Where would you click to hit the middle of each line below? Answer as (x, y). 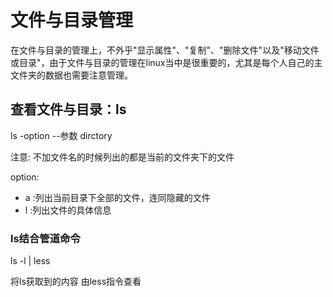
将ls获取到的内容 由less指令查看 (76, 282)
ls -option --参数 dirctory (61, 135)
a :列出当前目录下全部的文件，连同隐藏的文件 (117, 197)
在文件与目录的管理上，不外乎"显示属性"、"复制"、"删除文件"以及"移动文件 (165, 50)
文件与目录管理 (72, 20)
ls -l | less (30, 261)
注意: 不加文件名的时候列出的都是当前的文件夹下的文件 (122, 157)
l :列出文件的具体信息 (68, 210)
